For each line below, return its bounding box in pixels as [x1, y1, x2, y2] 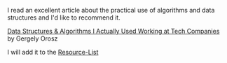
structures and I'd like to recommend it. [7, 13, 121, 22]
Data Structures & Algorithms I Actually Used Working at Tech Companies [7, 27, 220, 35]
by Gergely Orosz [7, 34, 58, 43]
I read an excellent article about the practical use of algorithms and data [7, 6, 215, 14]
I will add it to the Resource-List [7, 48, 99, 56]
